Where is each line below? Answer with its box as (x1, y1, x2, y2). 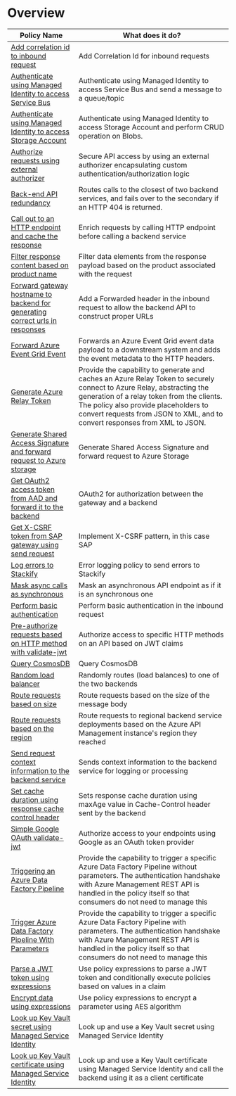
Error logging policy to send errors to (78, 560, 200, 570)
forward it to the (11, 502, 64, 511)
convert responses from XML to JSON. (78, 417, 206, 427)
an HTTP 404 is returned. (78, 202, 163, 212)
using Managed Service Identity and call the (78, 1064, 223, 1073)
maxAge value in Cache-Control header (78, 799, 211, 809)
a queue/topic (78, 93, 125, 103)
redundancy (11, 198, 51, 208)
